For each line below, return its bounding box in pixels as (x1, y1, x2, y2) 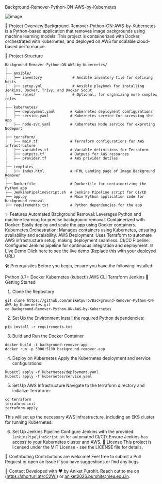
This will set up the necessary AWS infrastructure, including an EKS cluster (5, 414, 155, 420)
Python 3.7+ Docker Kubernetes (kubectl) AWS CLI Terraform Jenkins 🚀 (5, 274, 149, 280)
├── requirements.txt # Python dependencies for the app (5, 203, 142, 207)
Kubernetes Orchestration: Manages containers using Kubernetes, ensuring (5, 227, 156, 233)
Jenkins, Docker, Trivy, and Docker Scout (5, 88, 92, 93)
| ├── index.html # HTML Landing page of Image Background (5, 169, 155, 173)
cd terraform (5, 397, 32, 402)
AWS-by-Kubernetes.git (5, 302, 51, 307)
